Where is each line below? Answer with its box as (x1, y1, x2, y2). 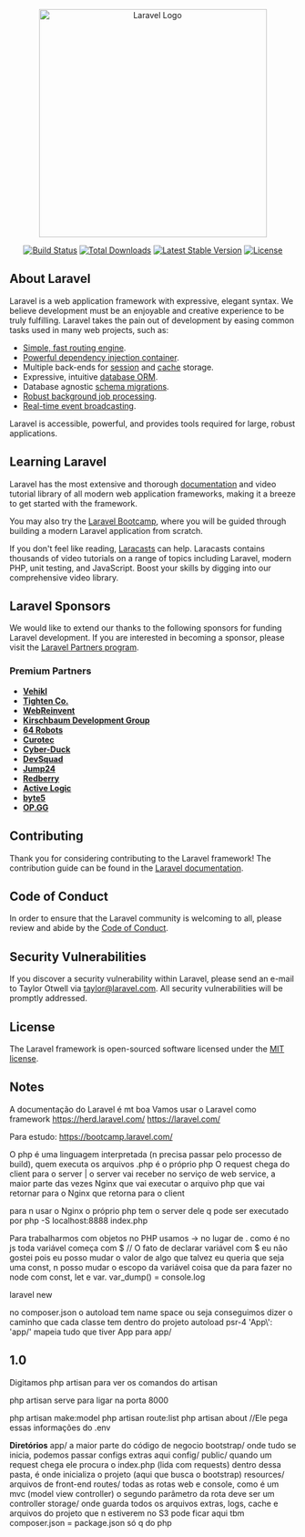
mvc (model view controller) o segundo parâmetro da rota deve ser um (9, 1488, 275, 1499)
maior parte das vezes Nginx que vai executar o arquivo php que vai (9, 1177, 266, 1188)
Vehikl (22, 685, 48, 696)
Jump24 (22, 763, 56, 774)
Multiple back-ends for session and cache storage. (22, 361, 214, 372)
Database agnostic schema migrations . (22, 381, 170, 392)
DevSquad (22, 753, 64, 764)
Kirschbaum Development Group (22, 715, 150, 726)
